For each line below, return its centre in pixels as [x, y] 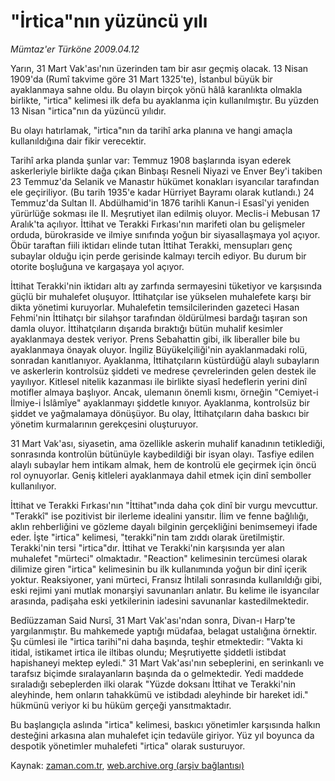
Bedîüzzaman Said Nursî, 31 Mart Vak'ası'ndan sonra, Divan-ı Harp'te [153, 620]
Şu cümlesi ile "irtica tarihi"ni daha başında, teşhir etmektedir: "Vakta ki [156, 641]
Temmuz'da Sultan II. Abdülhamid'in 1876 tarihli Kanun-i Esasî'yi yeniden [160, 202]
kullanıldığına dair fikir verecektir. [78, 141]
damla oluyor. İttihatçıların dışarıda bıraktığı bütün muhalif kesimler [146, 328]
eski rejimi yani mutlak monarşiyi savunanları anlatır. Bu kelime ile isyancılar [165, 590]
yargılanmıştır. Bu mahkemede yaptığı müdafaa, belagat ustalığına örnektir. [164, 631]
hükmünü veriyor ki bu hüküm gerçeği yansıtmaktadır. [121, 705]
